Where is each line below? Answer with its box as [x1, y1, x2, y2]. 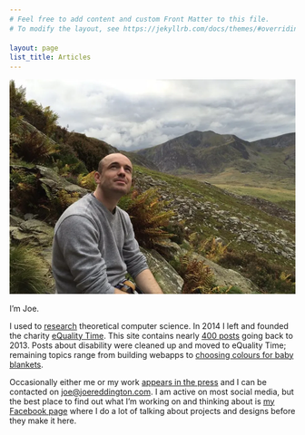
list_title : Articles [9, 53, 92, 63]
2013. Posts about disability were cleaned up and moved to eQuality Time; [9, 340, 287, 351]
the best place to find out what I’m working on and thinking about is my [9, 395, 275, 407]
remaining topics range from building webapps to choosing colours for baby [9, 349, 294, 360]
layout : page [9, 43, 59, 53]
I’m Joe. [9, 303, 39, 314]
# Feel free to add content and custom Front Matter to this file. [9, 14, 271, 24]
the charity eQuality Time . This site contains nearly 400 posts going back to [9, 330, 293, 341]
